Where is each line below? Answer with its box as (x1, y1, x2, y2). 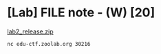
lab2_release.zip (7, 27, 54, 36)
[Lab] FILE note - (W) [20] (7, 5, 155, 21)
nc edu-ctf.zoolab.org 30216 (7, 40, 91, 47)
